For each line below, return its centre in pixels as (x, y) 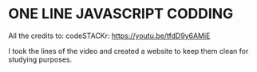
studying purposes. (40, 59)
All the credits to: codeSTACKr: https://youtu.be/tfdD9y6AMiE (109, 36)
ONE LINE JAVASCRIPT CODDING (121, 14)
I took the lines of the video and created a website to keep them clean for (128, 51)
